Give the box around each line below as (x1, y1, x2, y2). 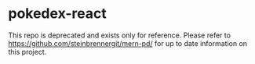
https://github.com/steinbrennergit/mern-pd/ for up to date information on (8, 38, 248, 48)
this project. (8, 47, 47, 56)
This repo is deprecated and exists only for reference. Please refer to (8, 30, 231, 40)
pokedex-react (8, 5, 107, 23)
